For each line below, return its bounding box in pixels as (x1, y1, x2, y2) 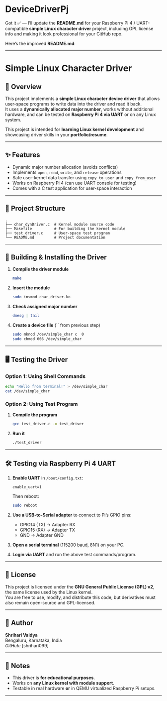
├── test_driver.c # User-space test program (5, 231, 110, 235)
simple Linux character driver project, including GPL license (29, 25, 154, 31)
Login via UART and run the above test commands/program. (12, 551, 137, 557)
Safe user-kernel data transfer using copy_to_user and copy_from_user (12, 174, 156, 180)
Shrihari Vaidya (5, 632, 38, 638)
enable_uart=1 (12, 484, 42, 490)
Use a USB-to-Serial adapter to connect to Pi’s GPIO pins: (12, 512, 132, 518)
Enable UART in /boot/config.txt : (12, 475, 83, 481)
